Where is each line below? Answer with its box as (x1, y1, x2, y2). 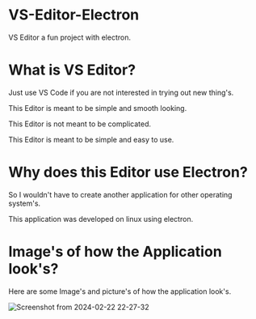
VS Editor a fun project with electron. (8, 32, 132, 42)
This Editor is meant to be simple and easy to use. (8, 134, 174, 144)
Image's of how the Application (8, 243, 222, 261)
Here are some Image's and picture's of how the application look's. (8, 286, 232, 296)
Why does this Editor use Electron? (8, 164, 248, 181)
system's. (8, 198, 41, 208)
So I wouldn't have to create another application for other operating (8, 189, 233, 199)
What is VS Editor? (8, 61, 136, 79)
